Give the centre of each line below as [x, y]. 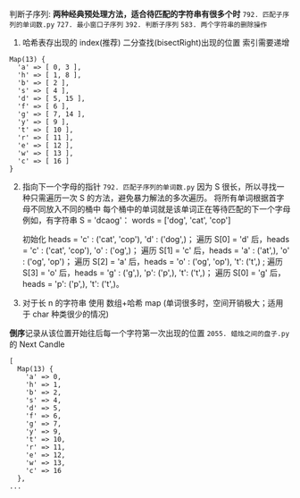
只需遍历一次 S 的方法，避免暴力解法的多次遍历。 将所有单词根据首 [153, 198]
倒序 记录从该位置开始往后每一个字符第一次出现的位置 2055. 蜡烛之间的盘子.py [150, 333]
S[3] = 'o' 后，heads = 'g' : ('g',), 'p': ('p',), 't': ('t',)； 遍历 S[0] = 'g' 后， [154, 273]
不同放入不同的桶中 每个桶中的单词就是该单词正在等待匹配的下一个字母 [160, 209]
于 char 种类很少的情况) [66, 314]
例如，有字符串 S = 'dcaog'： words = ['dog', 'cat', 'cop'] [126, 220]
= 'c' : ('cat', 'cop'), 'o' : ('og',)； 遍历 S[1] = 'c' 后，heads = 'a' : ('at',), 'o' [156, 250]
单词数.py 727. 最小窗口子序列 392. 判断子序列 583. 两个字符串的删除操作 [145, 25]
